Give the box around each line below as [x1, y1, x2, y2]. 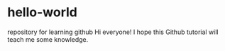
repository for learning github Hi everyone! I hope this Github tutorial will [7, 28, 219, 36]
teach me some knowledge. [7, 35, 89, 43]
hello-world [7, 4, 78, 21]
